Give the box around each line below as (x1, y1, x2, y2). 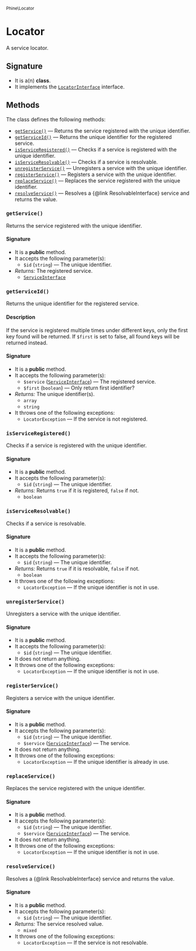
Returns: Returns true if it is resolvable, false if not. (14, 565, 140, 572)
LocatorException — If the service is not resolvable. (23, 939, 148, 946)
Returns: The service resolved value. (14, 920, 104, 927)
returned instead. (6, 339, 48, 346)
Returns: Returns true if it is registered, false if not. (14, 487, 139, 494)
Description (6, 313, 36, 320)
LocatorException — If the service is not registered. (23, 415, 148, 422)
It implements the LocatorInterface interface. (14, 83, 125, 90)
